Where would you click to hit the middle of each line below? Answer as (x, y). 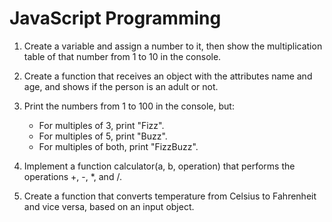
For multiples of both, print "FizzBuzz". (118, 146)
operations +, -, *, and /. (72, 176)
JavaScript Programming (115, 18)
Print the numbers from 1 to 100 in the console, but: (129, 106)
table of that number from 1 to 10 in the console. (122, 56)
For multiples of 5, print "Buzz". (103, 136)
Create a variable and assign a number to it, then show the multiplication (173, 46)
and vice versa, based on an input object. (109, 206)
